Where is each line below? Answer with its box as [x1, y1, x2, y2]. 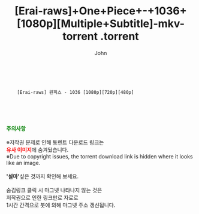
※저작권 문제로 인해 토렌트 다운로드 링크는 [6, 139, 104, 146]
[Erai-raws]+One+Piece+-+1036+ [14, 4, 187, 18]
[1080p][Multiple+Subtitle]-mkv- [17, 17, 185, 30]
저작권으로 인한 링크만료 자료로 [6, 194, 79, 201]
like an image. [6, 159, 41, 166]
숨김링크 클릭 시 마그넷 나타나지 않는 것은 [6, 187, 102, 194]
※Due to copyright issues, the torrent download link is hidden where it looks [6, 152, 193, 160]
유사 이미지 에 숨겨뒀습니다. [6, 146, 69, 153]
